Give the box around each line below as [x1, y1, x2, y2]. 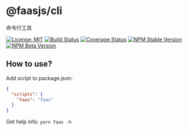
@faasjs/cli [6, 4, 63, 18]
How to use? [6, 59, 53, 69]
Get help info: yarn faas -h [6, 118, 72, 125]
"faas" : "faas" [16, 96, 54, 103]
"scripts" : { [11, 91, 43, 97]
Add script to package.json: [6, 74, 73, 81]
